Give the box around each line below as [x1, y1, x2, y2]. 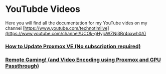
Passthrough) [5, 62, 39, 69]
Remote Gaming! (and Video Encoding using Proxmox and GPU [5, 56, 161, 63]
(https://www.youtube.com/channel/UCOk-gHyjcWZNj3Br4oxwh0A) [5, 30, 146, 36]
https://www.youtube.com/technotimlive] [24, 25, 109, 31]
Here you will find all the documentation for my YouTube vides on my [5, 20, 147, 26]
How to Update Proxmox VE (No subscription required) [5, 43, 141, 50]
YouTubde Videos [5, 3, 80, 15]
